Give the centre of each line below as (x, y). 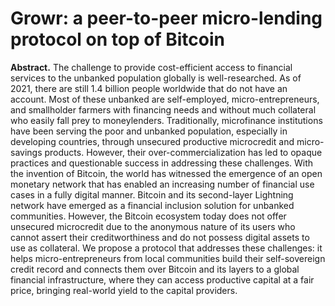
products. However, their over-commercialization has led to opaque (183, 152)
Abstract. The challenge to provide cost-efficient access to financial (151, 67)
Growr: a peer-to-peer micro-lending (166, 18)
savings (26, 152)
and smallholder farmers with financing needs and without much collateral (163, 109)
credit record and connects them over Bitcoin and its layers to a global (155, 269)
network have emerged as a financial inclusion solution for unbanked (152, 205)
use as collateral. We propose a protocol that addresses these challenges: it (166, 248)
